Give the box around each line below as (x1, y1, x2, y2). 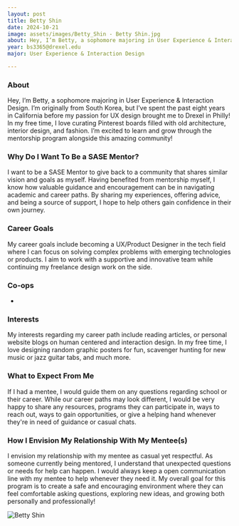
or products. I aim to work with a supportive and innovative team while (7, 254, 213, 264)
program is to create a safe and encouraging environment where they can (7, 482, 223, 490)
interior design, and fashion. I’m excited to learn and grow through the (7, 126, 212, 135)
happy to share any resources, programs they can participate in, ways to (7, 402, 221, 411)
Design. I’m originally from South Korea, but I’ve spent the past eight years (7, 104, 225, 113)
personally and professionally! (7, 497, 96, 505)
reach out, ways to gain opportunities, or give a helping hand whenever (7, 410, 216, 418)
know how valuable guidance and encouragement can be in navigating (7, 183, 215, 192)
